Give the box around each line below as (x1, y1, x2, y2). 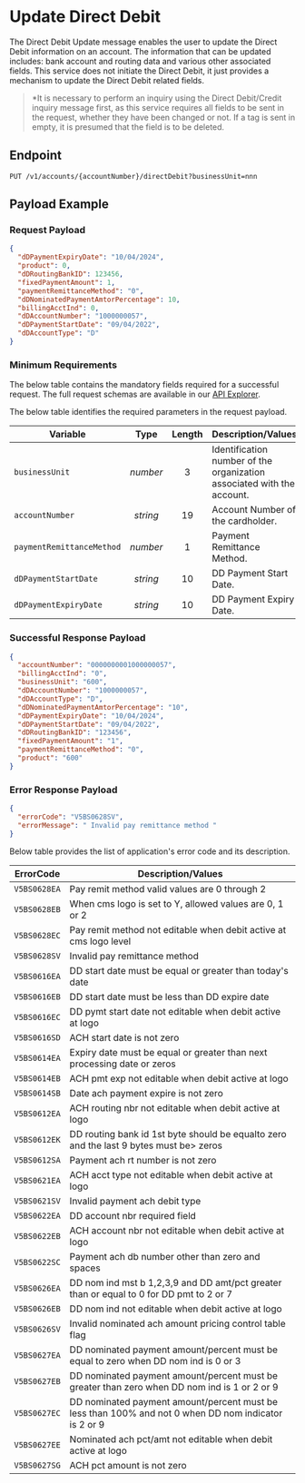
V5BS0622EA (14, 1210, 61, 1221)
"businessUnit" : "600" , (17, 678, 107, 687)
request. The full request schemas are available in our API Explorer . (9, 388, 261, 400)
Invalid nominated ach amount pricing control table (69, 1317, 286, 1330)
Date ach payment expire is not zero (69, 1086, 224, 1099)
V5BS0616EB (14, 991, 61, 1002)
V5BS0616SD (14, 1032, 61, 1043)
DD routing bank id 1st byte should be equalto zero (69, 1127, 288, 1140)
